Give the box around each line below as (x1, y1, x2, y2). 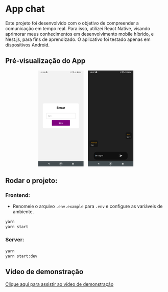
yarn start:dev (5, 254, 38, 259)
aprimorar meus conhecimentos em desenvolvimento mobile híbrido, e (5, 31, 154, 37)
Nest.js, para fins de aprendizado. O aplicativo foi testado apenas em (5, 36, 151, 42)
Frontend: (5, 192, 31, 199)
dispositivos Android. (5, 41, 50, 48)
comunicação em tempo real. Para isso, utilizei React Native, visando (5, 25, 151, 31)
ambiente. (12, 209, 34, 215)
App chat (5, 3, 45, 15)
